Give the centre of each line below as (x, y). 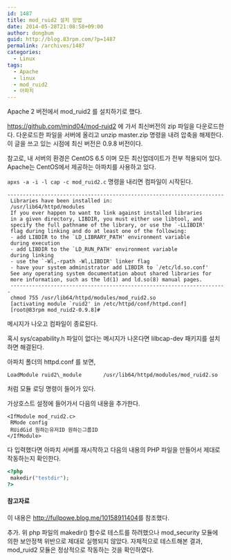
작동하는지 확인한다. (34, 459)
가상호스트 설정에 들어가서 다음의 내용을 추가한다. (74, 403)
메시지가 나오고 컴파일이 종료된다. (53, 324)
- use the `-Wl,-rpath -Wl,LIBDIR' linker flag (80, 262)
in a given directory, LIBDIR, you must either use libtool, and (106, 219)
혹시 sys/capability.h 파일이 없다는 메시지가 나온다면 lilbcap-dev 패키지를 (107, 339)
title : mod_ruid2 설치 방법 (45, 20)
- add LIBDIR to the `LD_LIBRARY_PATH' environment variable (100, 237)
